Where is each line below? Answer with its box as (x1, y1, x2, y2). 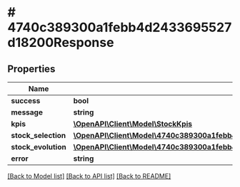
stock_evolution (11, 142, 66, 151)
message (11, 107, 43, 117)
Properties (7, 63, 56, 75)
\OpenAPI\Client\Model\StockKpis (73, 119, 193, 129)
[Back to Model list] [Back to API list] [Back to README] (7, 172, 171, 180)
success (11, 96, 41, 105)
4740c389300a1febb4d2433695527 (7, 19, 232, 36)
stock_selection (11, 131, 66, 140)
